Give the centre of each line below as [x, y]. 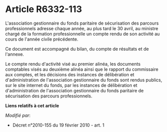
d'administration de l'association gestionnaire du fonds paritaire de [75, 90]
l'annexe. [15, 54]
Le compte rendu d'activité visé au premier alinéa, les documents [73, 64]
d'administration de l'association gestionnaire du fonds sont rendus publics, [84, 80]
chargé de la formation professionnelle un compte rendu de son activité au [82, 34]
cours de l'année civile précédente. [42, 39]
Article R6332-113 [44, 9]
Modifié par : [18, 115]
